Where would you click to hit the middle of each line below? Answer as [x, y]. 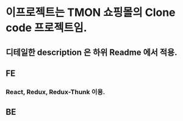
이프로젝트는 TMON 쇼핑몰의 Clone [91, 13]
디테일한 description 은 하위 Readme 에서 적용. [91, 52]
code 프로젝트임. [46, 28]
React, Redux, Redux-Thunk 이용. [56, 92]
